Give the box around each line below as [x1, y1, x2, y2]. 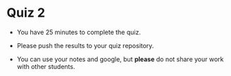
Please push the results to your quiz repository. [16, 41, 154, 50]
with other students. [16, 62, 75, 70]
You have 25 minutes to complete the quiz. [16, 28, 142, 36]
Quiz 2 [6, 5, 46, 21]
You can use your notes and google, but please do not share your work [16, 54, 224, 63]
